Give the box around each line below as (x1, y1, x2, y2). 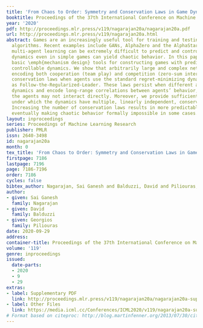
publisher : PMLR (6, 127, 47, 133)
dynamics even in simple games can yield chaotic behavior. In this (11, 54, 188, 60)
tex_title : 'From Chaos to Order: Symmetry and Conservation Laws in (6, 149, 185, 156)
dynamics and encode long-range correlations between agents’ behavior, (11, 88, 199, 94)
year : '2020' (6, 20, 39, 26)
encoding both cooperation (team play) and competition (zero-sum (11, 71, 182, 77)
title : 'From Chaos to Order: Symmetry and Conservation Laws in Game (6, 8, 188, 15)
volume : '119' (6, 245, 42, 251)
